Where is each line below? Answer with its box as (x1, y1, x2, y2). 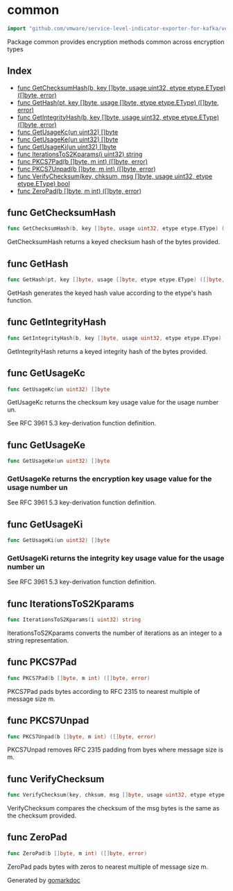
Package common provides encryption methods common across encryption (7, 37, 225, 46)
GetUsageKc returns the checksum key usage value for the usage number (7, 398, 219, 407)
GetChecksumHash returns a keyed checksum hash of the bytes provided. (7, 238, 221, 246)
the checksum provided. (7, 811, 77, 820)
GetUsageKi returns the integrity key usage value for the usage (7, 553, 225, 563)
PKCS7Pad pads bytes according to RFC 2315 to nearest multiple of (7, 687, 200, 695)
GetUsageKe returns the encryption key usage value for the (7, 474, 212, 484)
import (7, 25, 26, 32)
